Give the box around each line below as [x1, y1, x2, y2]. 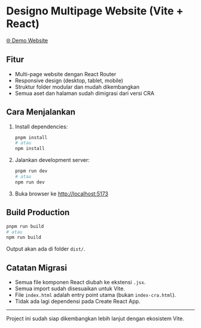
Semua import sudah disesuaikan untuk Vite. [14, 285, 126, 292]
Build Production [6, 207, 70, 218]
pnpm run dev [14, 168, 48, 174]
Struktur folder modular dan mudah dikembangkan [14, 83, 139, 91]
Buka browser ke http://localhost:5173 [14, 190, 109, 197]
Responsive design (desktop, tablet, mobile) [14, 77, 124, 84]
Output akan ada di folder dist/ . [6, 245, 86, 252]
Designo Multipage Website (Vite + [6, 4, 184, 18]
